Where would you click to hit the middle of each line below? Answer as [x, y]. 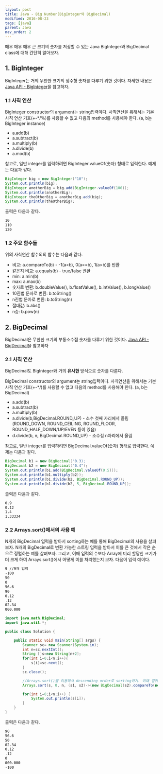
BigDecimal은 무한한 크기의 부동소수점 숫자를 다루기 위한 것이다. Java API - [77, 340]
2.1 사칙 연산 [19, 359]
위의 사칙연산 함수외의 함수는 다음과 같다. [44, 255]
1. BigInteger [24, 68]
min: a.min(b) [25, 276]
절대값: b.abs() [26, 306]
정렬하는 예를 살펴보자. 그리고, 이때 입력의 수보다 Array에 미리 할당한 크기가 [85, 554]
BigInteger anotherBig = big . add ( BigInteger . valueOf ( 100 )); [67, 188]
